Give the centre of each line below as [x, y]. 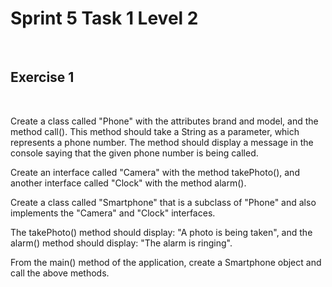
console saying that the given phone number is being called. [134, 153]
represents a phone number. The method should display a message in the [162, 142]
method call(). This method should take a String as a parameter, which [155, 131]
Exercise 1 [42, 77]
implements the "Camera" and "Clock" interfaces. [113, 213]
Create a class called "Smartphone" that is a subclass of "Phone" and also [163, 202]
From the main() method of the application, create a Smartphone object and [166, 262]
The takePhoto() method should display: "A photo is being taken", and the [161, 232]
